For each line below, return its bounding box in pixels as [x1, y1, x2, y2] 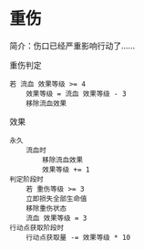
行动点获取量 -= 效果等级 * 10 [26, 233, 130, 242]
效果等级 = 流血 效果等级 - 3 [26, 89, 127, 99]
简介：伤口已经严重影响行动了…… [9, 40, 136, 51]
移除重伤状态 [26, 203, 67, 213]
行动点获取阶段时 [9, 223, 65, 233]
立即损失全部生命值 [26, 193, 87, 203]
